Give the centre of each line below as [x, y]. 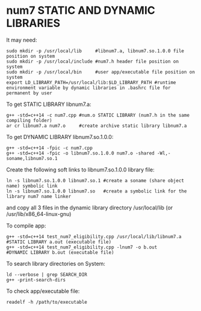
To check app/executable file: [43, 291]
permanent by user [29, 93]
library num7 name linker [39, 196]
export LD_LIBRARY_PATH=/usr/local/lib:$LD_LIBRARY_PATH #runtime [91, 82]
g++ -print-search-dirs [36, 280]
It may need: [22, 40]
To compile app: [26, 226]
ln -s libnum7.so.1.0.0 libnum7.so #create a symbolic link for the [97, 191]
